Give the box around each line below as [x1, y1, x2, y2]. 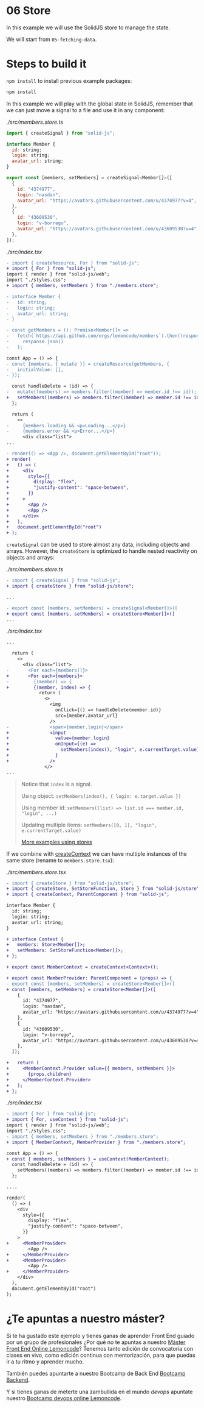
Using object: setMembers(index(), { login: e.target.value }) [21, 792, 182, 799]
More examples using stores [21, 838, 92, 845]
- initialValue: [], [6, 366, 64, 372]
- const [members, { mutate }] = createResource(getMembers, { [6, 361, 170, 367]
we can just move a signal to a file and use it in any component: [6, 106, 165, 113]
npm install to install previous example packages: [6, 77, 132, 84]
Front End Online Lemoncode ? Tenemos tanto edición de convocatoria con [6, 1345, 194, 1352]
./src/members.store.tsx [6, 868, 67, 875]
